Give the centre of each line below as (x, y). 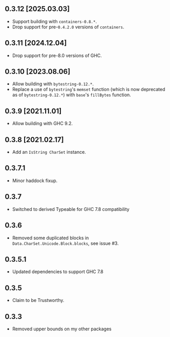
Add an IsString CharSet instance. (49, 152)
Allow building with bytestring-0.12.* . (53, 84)
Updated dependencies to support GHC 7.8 (58, 272)
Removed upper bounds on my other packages (62, 329)
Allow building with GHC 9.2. (42, 123)
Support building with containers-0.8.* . (55, 21)
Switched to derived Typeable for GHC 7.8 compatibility (71, 209)
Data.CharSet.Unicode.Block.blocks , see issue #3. (65, 243)
